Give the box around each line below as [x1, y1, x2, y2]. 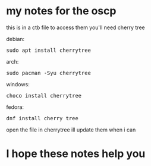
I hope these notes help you [6, 147, 146, 161]
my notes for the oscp [6, 4, 117, 18]
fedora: [6, 103, 24, 111]
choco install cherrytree [6, 92, 82, 99]
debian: [6, 35, 25, 42]
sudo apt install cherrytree [6, 46, 91, 54]
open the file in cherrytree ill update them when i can [6, 126, 136, 133]
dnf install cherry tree [6, 115, 78, 121]
